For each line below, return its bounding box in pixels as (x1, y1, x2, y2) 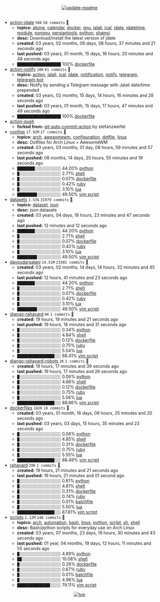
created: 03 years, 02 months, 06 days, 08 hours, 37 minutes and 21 (17, 40, 156, 46)
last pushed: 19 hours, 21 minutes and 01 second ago (17, 473, 124, 478)
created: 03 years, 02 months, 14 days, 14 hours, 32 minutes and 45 (17, 264, 155, 270)
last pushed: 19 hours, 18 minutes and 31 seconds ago (17, 322, 127, 327)
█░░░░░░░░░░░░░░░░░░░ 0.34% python (17, 327, 91, 332)
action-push (9, 119, 35, 124)
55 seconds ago (17, 546, 50, 551)
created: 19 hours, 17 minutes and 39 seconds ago (17, 363, 120, 369)
